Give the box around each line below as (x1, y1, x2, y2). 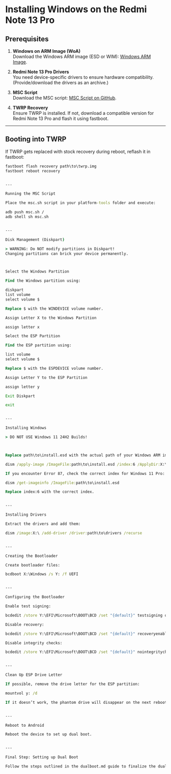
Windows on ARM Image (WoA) (12, 48, 81, 54)
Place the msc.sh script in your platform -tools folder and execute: (5, 200, 156, 205)
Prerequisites (5, 35, 49, 43)
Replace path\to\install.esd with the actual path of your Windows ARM (5, 453, 160, 458)
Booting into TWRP (5, 135, 67, 143)
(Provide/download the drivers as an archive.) (12, 80, 109, 85)
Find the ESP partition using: (5, 343, 72, 348)
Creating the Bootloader (5, 553, 58, 558)
